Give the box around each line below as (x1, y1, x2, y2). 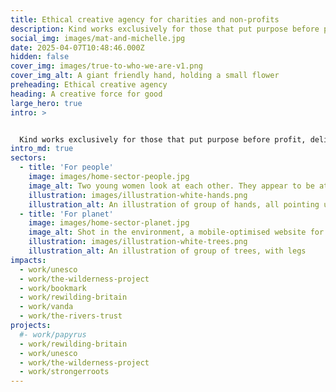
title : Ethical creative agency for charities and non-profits (10, 14, 280, 25)
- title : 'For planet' (19, 209, 114, 219)
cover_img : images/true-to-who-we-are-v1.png (10, 61, 203, 71)
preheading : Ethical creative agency (10, 80, 168, 90)
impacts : (10, 255, 47, 265)
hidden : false (10, 52, 70, 62)
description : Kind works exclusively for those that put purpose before (10, 24, 320, 34)
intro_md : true (10, 144, 74, 154)
